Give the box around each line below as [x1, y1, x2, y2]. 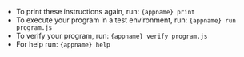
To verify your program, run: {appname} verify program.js [15, 31, 208, 40]
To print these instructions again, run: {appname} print [15, 7, 196, 16]
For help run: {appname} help [15, 39, 110, 49]
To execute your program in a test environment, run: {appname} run [15, 15, 236, 25]
